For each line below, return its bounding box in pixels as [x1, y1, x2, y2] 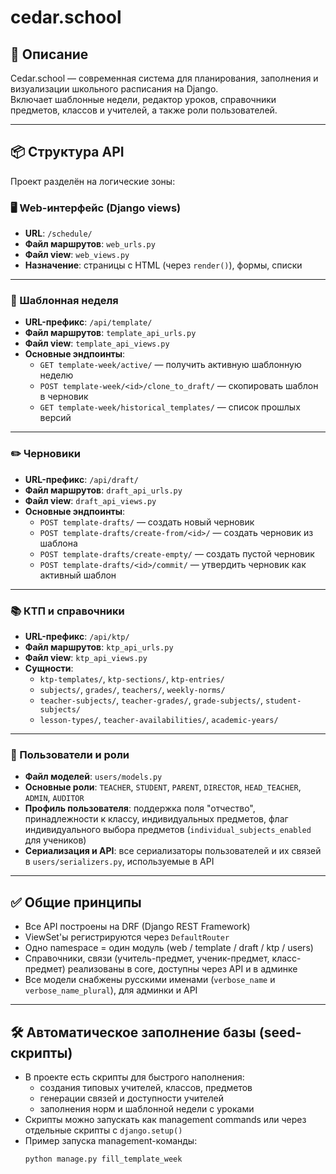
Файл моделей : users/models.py [24, 771, 163, 783]
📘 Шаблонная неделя [10, 294, 119, 308]
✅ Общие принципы [10, 894, 142, 911]
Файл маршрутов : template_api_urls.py [24, 327, 197, 339]
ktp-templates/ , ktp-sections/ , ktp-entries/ [39, 673, 225, 685]
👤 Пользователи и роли [10, 747, 130, 761]
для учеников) [24, 834, 87, 846]
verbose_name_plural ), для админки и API [24, 984, 198, 996]
